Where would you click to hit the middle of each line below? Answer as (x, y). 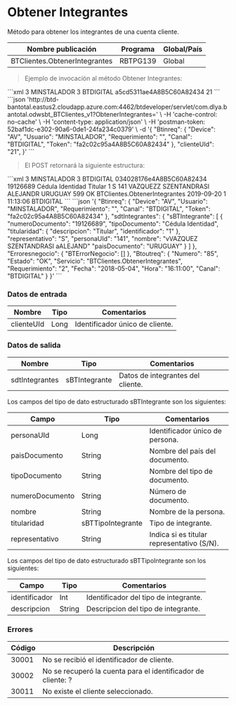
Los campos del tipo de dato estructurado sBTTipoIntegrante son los (107, 560)
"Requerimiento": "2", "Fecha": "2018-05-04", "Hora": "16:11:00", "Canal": (114, 269)
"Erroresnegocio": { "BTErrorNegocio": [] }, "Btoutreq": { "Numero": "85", (113, 253)
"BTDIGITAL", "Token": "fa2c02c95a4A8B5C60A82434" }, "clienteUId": (111, 144)
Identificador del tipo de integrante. (144, 597)
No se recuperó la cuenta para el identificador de (123, 671)
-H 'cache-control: (190, 114)
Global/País (183, 48)
